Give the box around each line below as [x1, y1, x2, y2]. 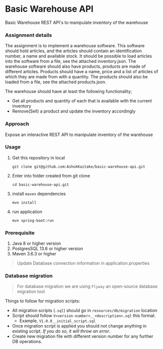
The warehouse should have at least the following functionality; [5, 89, 132, 95]
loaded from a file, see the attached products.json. [5, 79, 107, 85]
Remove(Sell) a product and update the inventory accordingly [12, 108, 136, 114]
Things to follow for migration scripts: [5, 298, 80, 304]
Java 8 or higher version [12, 240, 61, 247]
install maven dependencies [12, 191, 66, 196]
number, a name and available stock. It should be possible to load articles [5, 53, 152, 59]
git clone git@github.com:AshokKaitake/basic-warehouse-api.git [12, 164, 145, 169]
